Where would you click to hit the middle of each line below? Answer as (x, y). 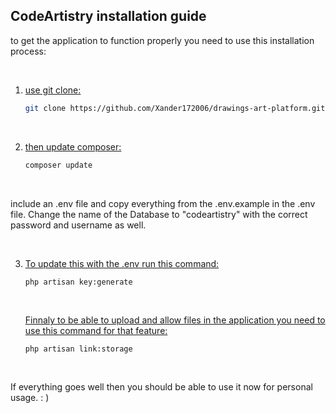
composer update (58, 165)
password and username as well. (78, 225)
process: (28, 51)
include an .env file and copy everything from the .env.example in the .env (163, 203)
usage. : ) (30, 398)
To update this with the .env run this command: (122, 263)
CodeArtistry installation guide (108, 16)
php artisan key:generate (78, 282)
